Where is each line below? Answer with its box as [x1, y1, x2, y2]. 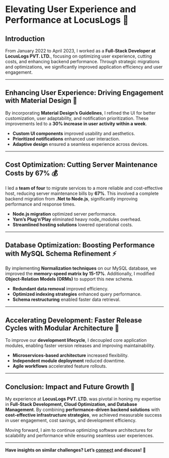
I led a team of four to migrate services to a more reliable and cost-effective [5, 185, 163, 191]
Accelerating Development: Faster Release [5, 316, 142, 324]
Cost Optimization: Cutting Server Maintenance [5, 161, 157, 169]
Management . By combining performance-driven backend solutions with [5, 406, 160, 413]
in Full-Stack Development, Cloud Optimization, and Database [5, 401, 137, 408]
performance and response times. [5, 201, 76, 207]
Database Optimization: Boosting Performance [5, 241, 155, 249]
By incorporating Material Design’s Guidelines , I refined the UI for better [5, 110, 156, 116]
